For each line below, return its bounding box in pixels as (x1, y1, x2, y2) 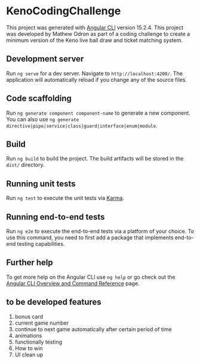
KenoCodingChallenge (6, 4, 121, 18)
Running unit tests (6, 178, 76, 189)
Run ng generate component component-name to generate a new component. (6, 109, 191, 116)
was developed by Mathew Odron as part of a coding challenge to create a (6, 30, 190, 37)
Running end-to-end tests (6, 212, 105, 222)
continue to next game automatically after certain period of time (14, 325, 172, 332)
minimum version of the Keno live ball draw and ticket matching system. (6, 36, 183, 44)
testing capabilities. (17, 240, 65, 247)
